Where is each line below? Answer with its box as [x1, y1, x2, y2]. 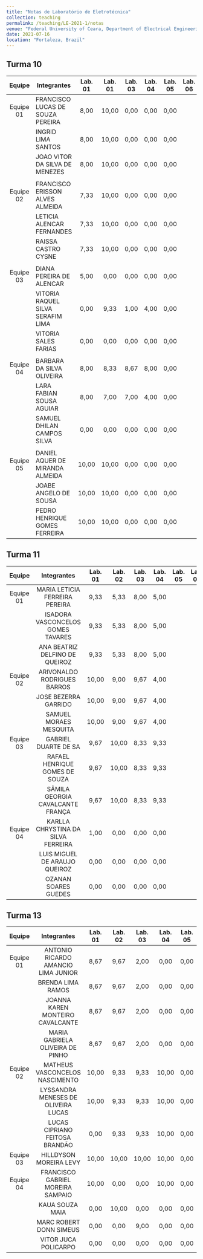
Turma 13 [6, 911, 42, 921]
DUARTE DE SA [36, 742, 80, 750]
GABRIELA [43, 1036, 74, 1044]
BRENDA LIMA [37, 978, 79, 987]
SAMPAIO [44, 1191, 72, 1199]
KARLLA [46, 817, 71, 825]
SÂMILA [47, 784, 70, 793]
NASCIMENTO [37, 1076, 79, 1084]
